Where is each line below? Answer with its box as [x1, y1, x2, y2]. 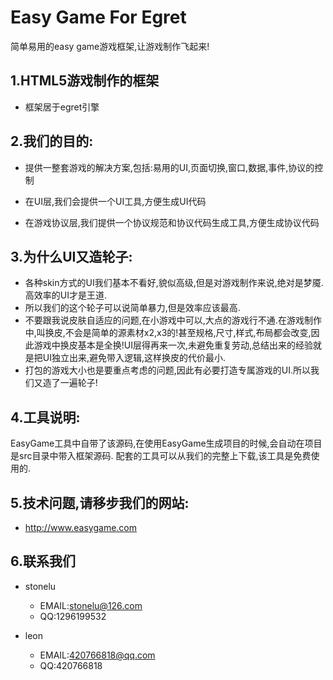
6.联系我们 [10, 553, 77, 570]
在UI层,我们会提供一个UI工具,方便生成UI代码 [24, 195, 207, 207]
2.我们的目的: [10, 133, 94, 150]
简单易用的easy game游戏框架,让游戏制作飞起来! [10, 40, 210, 52]
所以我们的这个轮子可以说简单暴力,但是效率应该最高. [24, 302, 241, 314]
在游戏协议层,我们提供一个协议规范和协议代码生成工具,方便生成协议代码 [24, 216, 320, 228]
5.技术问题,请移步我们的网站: [10, 494, 190, 511]
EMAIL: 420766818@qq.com [39, 649, 156, 661]
